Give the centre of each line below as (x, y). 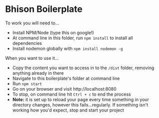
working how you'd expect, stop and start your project (68, 110)
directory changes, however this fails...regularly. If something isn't (80, 105)
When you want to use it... (32, 58)
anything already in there (38, 73)
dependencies (27, 43)
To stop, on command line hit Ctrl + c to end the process (72, 94)
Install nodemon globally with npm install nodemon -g (68, 48)
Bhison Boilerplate (44, 9)
